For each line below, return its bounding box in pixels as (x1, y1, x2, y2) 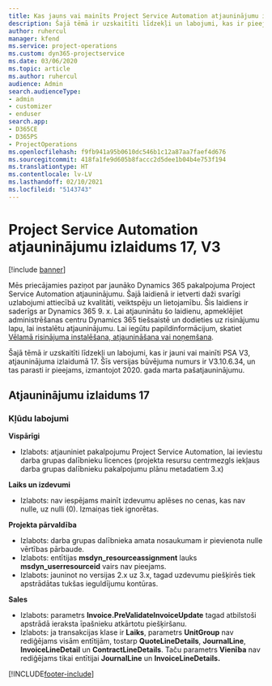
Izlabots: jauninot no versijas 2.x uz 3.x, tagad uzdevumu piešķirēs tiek (19, 570, 257, 580)
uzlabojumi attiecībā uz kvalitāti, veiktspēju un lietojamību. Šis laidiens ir (8, 297, 249, 307)
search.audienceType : (8, 87, 82, 96)
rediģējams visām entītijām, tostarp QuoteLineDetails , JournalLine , (19, 636, 246, 646)
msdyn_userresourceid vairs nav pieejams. (19, 562, 167, 572)
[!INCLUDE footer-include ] (8, 669, 95, 679)
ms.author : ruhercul (8, 72, 79, 80)
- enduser (8, 110, 42, 119)
